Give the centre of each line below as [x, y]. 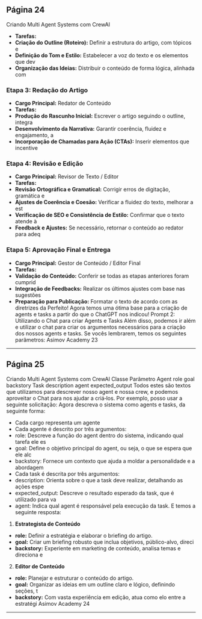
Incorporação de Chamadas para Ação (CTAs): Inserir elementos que [102, 142]
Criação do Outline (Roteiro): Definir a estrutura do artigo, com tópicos [103, 42]
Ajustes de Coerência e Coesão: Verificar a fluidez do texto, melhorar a [104, 202]
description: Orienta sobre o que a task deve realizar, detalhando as [99, 480]
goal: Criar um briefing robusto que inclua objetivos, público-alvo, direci [104, 542]
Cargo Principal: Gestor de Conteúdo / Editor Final [78, 263]
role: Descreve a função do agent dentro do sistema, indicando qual [99, 435]
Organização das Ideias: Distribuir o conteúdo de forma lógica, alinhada [105, 68]
